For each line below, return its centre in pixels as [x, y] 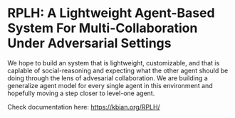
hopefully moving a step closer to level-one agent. [81, 93]
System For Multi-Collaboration [103, 28]
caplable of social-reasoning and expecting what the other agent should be [118, 70]
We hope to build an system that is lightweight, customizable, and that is [114, 63]
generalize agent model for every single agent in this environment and [110, 85]
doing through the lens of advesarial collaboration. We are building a [108, 78]
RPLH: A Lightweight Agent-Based [111, 13]
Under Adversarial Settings [89, 43]
